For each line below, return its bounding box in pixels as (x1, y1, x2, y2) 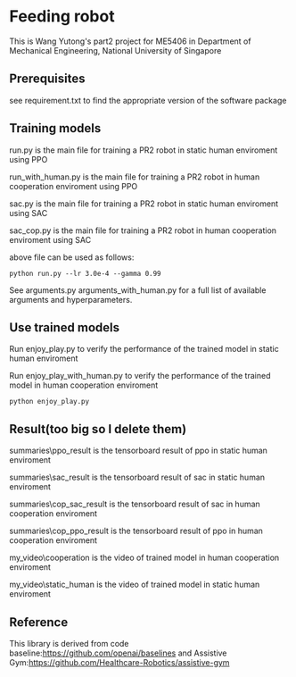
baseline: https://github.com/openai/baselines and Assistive (9, 648, 227, 658)
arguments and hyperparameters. (9, 294, 133, 305)
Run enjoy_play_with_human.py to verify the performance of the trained (9, 371, 271, 381)
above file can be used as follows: (9, 252, 135, 263)
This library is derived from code (9, 639, 129, 648)
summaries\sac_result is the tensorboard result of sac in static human (9, 472, 266, 483)
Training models (9, 121, 102, 136)
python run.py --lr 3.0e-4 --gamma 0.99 (9, 269, 162, 278)
